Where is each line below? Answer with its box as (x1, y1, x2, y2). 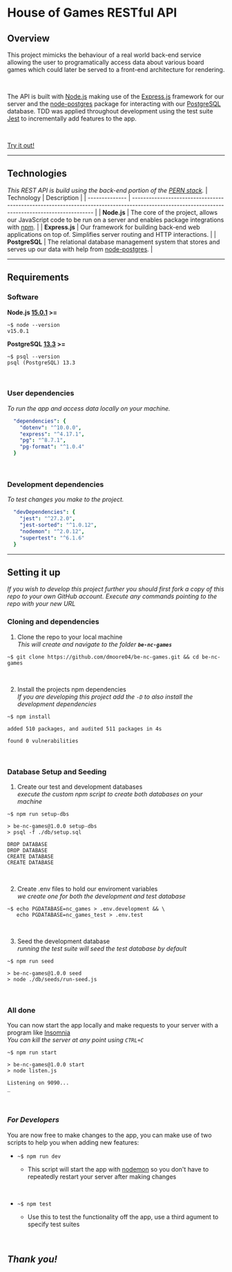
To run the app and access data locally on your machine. (7, 404, 171, 413)
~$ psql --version (7, 353, 60, 360)
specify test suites (27, 1220, 80, 1228)
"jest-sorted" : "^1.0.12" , (19, 521, 97, 529)
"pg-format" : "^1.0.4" (19, 443, 85, 451)
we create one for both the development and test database (17, 892, 186, 900)
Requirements (7, 271, 69, 283)
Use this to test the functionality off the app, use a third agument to (27, 1212, 219, 1221)
